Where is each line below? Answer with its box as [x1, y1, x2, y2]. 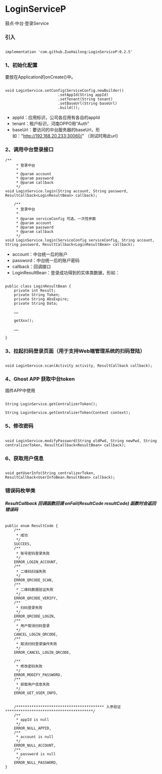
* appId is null [16, 717, 50, 722]
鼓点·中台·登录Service [5, 20, 49, 26]
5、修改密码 [5, 423, 33, 429]
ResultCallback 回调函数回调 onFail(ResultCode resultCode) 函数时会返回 [5, 500, 156, 506]
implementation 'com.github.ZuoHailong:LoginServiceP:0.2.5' [5, 50, 133, 54]
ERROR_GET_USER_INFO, [14, 691, 58, 695]
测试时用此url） [89, 133, 121, 138]
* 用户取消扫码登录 [16, 623, 50, 628]
